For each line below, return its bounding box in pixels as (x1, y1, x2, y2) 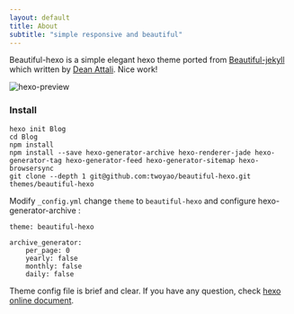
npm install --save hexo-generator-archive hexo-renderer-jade (9, 148, 252, 157)
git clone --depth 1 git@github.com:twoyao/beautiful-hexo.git (9, 172, 252, 181)
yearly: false (25, 254, 78, 263)
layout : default (9, 13, 70, 22)
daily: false (25, 269, 75, 279)
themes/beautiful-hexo (9, 179, 94, 189)
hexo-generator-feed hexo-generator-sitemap (66, 156, 236, 165)
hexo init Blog (9, 124, 67, 133)
